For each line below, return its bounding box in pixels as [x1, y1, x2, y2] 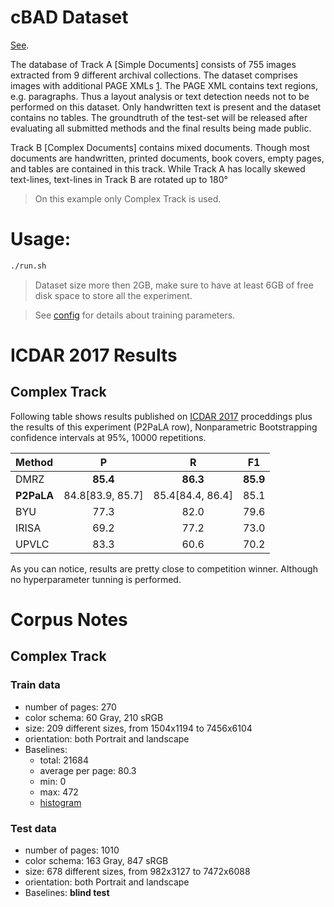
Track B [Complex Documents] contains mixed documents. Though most [10, 141, 310, 153]
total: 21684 [39, 754, 89, 766]
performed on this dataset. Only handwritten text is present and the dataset [10, 101, 322, 113]
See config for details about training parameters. [34, 309, 236, 321]
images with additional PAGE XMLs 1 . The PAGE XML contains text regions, [10, 79, 318, 91]
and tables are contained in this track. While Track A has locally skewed [10, 162, 306, 175]
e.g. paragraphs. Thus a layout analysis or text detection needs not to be [10, 90, 310, 102]
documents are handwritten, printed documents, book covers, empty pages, [10, 152, 325, 164]
